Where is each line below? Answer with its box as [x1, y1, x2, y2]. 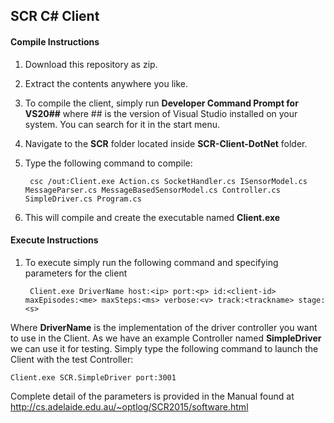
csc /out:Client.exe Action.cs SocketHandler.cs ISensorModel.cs [29, 176, 308, 186]
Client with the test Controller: [10, 353, 134, 365]
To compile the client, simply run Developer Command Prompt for [24, 97, 299, 109]
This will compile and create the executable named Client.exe [24, 211, 281, 223]
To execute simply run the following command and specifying [24, 256, 279, 268]
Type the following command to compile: [24, 157, 193, 169]
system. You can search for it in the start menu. [24, 118, 221, 130]
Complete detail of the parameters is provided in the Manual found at [10, 390, 295, 402]
